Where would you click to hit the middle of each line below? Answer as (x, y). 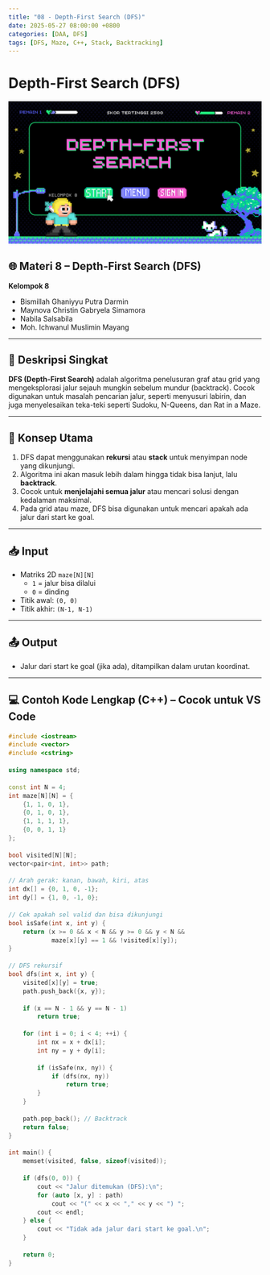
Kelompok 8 (29, 285)
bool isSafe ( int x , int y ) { (57, 923)
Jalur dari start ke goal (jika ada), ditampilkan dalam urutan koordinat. (135, 666)
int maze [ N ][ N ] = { (41, 795)
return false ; (46, 1127)
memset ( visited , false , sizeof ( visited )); (95, 1161)
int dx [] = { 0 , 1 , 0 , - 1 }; (53, 889)
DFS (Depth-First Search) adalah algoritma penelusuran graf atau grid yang (134, 380)
